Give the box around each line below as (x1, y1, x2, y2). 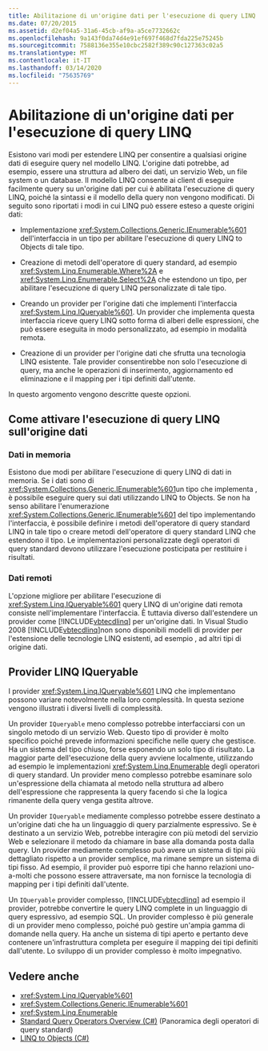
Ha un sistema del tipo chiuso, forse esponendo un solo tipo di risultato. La (8, 745, 255, 754)
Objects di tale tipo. (19, 241, 85, 251)
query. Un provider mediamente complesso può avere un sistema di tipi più (8, 846, 256, 855)
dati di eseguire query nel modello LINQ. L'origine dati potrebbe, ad (8, 158, 230, 168)
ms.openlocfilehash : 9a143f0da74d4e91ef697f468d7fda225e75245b (8, 34, 224, 43)
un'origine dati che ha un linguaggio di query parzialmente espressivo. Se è (8, 820, 258, 830)
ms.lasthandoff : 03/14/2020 (8, 64, 102, 72)
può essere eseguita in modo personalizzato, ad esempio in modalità (19, 324, 247, 334)
